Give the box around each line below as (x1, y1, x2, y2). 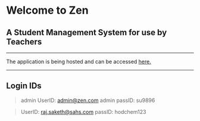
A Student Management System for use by (6, 27, 167, 38)
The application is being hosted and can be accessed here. (6, 58, 152, 65)
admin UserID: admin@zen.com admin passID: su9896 (20, 97, 155, 104)
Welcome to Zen (6, 4, 89, 17)
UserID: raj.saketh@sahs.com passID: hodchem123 (20, 108, 146, 115)
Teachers (6, 36, 42, 46)
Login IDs (6, 81, 42, 91)
